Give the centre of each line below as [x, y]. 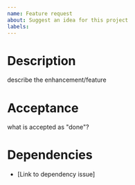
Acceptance [43, 108]
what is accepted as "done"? [48, 127]
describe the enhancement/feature [57, 80]
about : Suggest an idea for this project [68, 20]
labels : [18, 26]
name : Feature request [40, 14]
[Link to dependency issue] [56, 175]
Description [42, 61]
